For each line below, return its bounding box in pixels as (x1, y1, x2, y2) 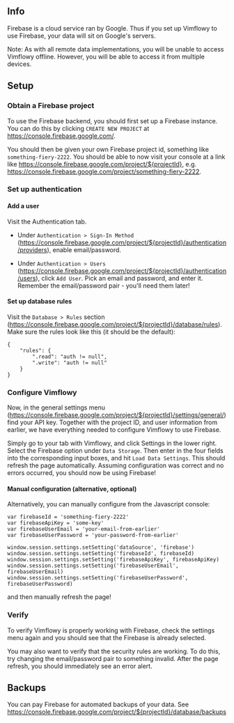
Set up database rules (7, 297, 72, 306)
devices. (7, 59, 32, 68)
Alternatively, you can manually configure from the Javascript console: (7, 500, 210, 508)
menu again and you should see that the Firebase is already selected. (7, 633, 207, 642)
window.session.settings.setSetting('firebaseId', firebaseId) (7, 550, 195, 557)
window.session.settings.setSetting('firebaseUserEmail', (7, 562, 179, 570)
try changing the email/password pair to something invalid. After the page (7, 654, 219, 662)
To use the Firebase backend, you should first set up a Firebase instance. (7, 116, 218, 125)
